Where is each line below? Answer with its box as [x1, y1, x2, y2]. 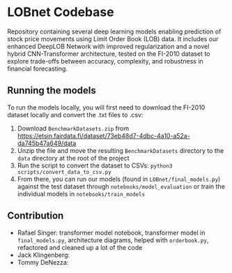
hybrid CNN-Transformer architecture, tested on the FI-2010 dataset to [7, 50, 210, 58]
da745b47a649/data [17, 139, 77, 147]
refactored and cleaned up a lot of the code [17, 243, 143, 251]
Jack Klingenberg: [17, 251, 70, 259]
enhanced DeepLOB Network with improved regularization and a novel [7, 42, 210, 50]
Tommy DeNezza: [17, 258, 69, 266]
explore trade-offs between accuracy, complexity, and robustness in [7, 57, 203, 65]
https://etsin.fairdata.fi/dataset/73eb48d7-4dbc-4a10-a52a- [17, 131, 190, 140]
